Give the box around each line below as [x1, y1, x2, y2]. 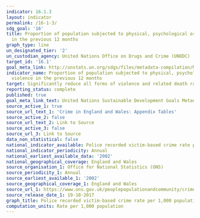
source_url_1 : [6, 186, 42, 192]
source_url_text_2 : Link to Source [6, 120, 95, 126]
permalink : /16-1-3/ [6, 20, 58, 26]
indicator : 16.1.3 [6, 8, 52, 15]
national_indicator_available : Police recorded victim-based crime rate [6, 142, 190, 148]
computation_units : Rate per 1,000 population [6, 203, 124, 209]
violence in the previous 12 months [11, 75, 102, 81]
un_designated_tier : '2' [6, 48, 68, 54]
